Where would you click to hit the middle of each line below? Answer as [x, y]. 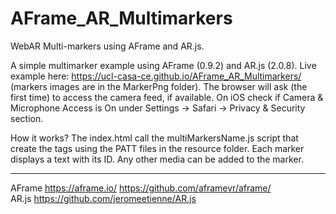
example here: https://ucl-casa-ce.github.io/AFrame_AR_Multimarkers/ [156, 76]
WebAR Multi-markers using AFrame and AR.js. [107, 46]
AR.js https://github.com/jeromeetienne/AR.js [103, 198]
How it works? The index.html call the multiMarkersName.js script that [154, 138]
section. [27, 118]
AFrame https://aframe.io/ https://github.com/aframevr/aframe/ [141, 188]
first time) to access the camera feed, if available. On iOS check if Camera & [167, 97]
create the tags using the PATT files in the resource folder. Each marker [157, 148]
